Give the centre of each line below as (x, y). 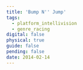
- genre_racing (31, 29)
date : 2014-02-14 (28, 57)
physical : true (25, 40)
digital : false (25, 35)
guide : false (23, 46)
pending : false (25, 52)
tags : (13, 18)
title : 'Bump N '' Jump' (36, 12)
